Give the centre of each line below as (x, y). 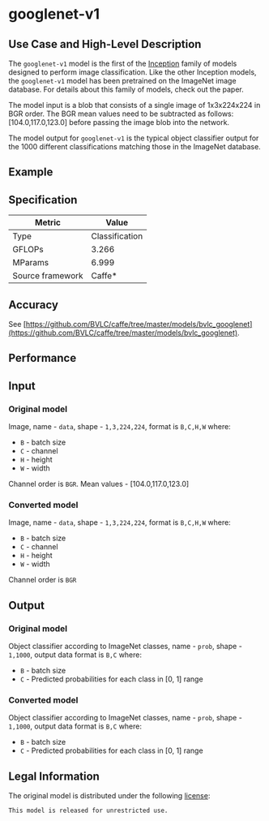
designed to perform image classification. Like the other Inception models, (132, 72)
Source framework (48, 276)
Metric (48, 222)
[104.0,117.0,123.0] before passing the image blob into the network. (119, 122)
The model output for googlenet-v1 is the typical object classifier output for (134, 138)
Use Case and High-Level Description (105, 44)
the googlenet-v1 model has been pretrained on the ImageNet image (122, 81)
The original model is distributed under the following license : (109, 796)
